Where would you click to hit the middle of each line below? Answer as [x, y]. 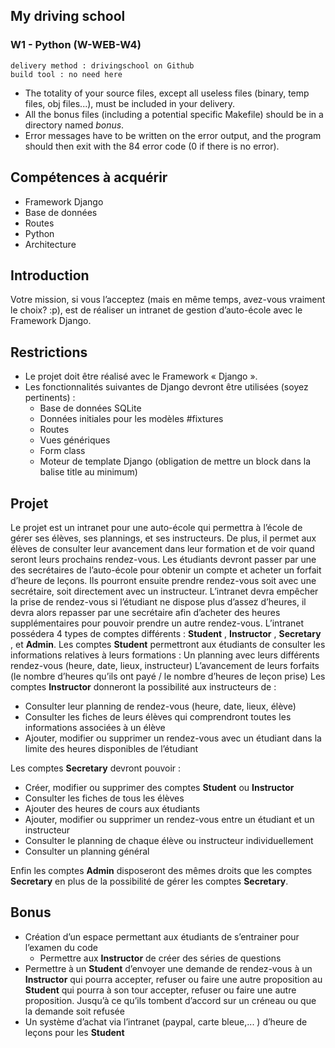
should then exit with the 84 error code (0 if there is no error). [152, 146]
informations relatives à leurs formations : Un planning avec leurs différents [165, 655]
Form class [62, 451]
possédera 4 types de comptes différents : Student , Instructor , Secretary [166, 633]
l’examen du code [61, 947]
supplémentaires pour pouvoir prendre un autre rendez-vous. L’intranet [157, 623]
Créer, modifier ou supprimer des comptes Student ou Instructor [159, 787]
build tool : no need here [66, 74]
